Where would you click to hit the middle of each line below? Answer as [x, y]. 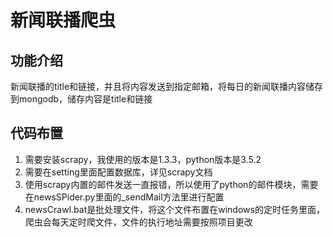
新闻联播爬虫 [63, 20]
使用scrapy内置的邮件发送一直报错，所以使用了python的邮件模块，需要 [171, 184]
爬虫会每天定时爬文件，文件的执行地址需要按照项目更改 [138, 222]
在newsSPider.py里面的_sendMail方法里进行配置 [124, 197]
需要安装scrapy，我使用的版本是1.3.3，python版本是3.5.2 [143, 159]
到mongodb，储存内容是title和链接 [81, 99]
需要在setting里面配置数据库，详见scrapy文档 [118, 172]
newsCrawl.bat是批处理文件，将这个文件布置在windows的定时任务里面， [174, 209]
